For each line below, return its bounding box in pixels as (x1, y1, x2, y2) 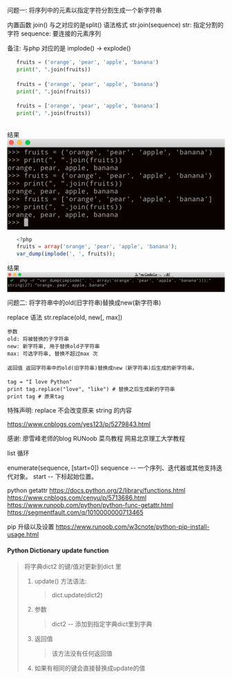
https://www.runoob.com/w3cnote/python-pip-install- (55, 522, 210, 531)
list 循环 (7, 449, 30, 457)
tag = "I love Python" (7, 378, 72, 386)
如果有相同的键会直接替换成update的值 (34, 664, 146, 673)
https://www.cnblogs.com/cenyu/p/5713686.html (7, 494, 147, 502)
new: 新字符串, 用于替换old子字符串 (7, 343, 100, 350)
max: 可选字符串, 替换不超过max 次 (7, 350, 98, 357)
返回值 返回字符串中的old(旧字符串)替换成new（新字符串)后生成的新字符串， (7, 364, 198, 372)
